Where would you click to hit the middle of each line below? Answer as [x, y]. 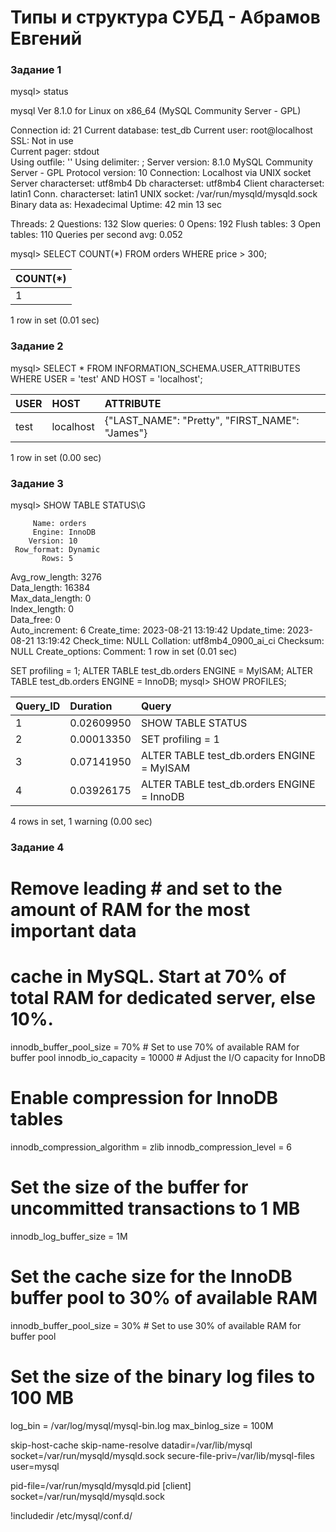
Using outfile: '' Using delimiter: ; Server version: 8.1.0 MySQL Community [161, 162]
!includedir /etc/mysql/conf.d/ [71, 1515]
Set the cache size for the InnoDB [151, 1277]
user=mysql [35, 1466]
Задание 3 [37, 483]
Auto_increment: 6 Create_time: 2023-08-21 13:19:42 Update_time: [147, 630]
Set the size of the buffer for [129, 1187]
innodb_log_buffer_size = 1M [69, 1236]
